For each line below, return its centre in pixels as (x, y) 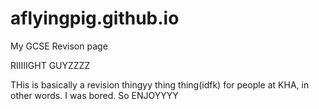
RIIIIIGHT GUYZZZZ (50, 65)
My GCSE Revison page (59, 46)
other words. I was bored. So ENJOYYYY (94, 95)
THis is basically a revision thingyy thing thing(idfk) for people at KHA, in (160, 84)
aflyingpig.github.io (95, 18)
